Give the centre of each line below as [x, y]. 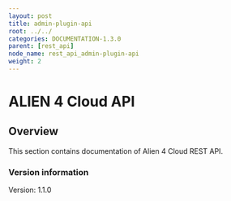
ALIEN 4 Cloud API [72, 102]
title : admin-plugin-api [50, 24]
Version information [49, 172]
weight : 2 [25, 62]
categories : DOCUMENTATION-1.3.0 [65, 39]
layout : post [30, 16]
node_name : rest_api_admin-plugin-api [74, 54]
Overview [34, 131]
